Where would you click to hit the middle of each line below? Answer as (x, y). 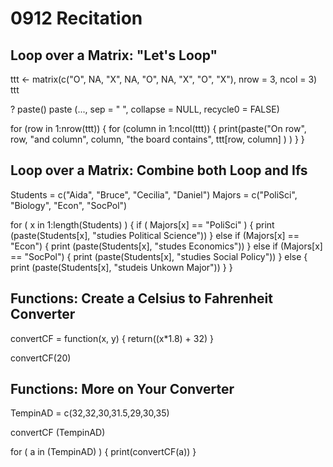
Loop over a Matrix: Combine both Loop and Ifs (159, 170)
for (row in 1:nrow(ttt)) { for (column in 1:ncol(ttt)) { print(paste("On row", (158, 128)
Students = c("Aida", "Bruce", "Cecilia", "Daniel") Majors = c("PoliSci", (154, 194)
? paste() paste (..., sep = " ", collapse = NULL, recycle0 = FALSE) (145, 109)
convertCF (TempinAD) (58, 433)
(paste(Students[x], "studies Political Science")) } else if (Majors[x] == (155, 235)
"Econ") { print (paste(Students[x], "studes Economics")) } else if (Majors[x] (166, 246)
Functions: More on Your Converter (122, 389)
